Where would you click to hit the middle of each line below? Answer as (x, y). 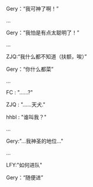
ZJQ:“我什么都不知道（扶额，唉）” (46, 57)
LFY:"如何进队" (24, 165)
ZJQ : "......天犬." (26, 104)
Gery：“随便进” (25, 178)
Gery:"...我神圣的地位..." (35, 141)
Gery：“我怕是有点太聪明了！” (43, 32)
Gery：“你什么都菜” (30, 69)
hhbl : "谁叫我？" (26, 117)
